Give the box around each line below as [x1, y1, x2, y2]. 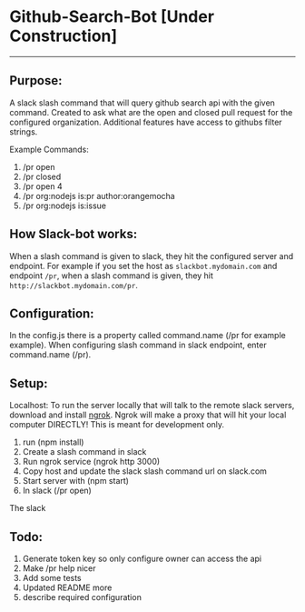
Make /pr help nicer [22, 563, 97, 574]
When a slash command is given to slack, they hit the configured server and [9, 250, 294, 261]
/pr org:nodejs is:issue [22, 200, 107, 211]
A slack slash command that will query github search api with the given [9, 97, 275, 108]
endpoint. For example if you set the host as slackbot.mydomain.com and [9, 260, 278, 271]
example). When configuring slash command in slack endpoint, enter [9, 339, 267, 351]
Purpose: [9, 73, 63, 88]
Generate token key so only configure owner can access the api [22, 553, 262, 564]
